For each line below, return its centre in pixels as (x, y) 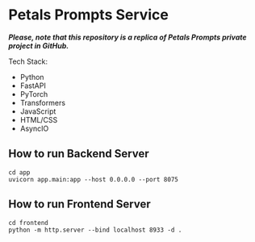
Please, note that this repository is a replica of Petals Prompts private (128, 37)
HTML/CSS (39, 119)
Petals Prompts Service (89, 15)
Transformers (43, 102)
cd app (19, 172)
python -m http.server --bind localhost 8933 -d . (95, 230)
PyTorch (34, 94)
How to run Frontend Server (79, 204)
